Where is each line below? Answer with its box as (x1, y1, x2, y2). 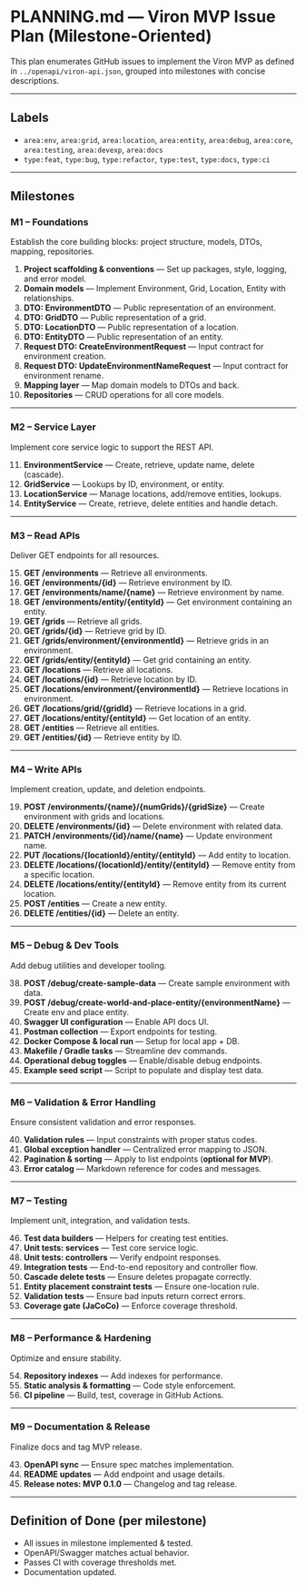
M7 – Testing (10, 1194, 68, 1207)
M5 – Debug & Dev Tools (10, 940, 119, 952)
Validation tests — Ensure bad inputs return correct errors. (23, 1291, 246, 1302)
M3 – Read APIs (10, 529, 81, 542)
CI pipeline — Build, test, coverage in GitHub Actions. (23, 1389, 224, 1400)
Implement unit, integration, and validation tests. (10, 1215, 191, 1226)
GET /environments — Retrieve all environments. (23, 567, 208, 579)
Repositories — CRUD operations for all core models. (23, 390, 225, 401)
